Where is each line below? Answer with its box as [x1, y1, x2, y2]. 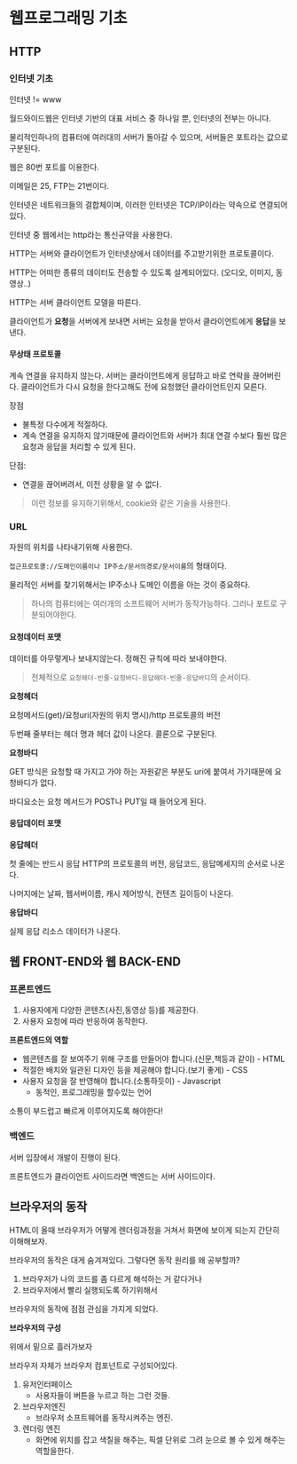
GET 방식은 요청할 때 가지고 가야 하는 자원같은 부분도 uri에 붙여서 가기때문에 [9, 766, 273, 776]
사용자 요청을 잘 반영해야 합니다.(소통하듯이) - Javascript [21, 1075, 222, 1087]
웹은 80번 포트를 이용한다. [9, 161, 100, 172]
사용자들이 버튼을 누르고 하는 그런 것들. [35, 1389, 171, 1400]
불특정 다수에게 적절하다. [21, 419, 108, 430]
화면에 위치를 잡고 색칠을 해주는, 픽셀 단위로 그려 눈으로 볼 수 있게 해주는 [35, 1434, 286, 1444]
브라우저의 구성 [9, 1322, 62, 1333]
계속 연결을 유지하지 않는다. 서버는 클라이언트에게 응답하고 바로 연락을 [9, 370, 251, 382]
